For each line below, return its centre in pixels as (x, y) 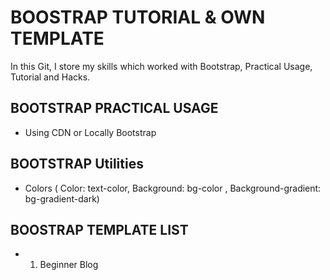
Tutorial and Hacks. (50, 77)
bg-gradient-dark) (62, 198)
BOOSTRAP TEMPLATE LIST (99, 229)
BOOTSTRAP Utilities (77, 164)
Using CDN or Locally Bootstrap (90, 132)
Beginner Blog (69, 265)
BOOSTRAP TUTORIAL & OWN (138, 17)
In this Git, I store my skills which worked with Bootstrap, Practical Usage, (161, 66)
